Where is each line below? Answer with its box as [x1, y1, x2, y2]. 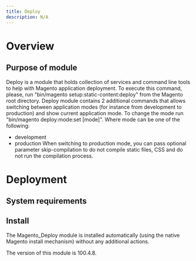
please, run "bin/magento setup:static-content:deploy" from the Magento [6, 91, 183, 98]
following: [6, 122, 30, 129]
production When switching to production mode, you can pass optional [14, 139, 187, 147]
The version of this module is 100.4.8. [6, 249, 97, 256]
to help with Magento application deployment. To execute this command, [6, 85, 183, 92]
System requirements [6, 196, 87, 206]
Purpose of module [6, 63, 77, 73]
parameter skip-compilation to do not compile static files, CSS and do [14, 146, 183, 153]
